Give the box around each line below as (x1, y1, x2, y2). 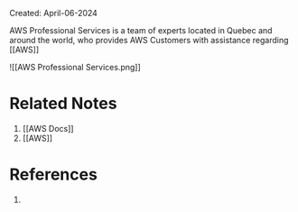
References (9, 164, 98, 185)
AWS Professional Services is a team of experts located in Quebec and (9, 25, 273, 35)
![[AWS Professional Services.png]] (9, 62, 142, 72)
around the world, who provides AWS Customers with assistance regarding (9, 35, 289, 45)
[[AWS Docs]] (22, 123, 74, 134)
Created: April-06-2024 (9, 8, 98, 18)
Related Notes (9, 94, 117, 114)
